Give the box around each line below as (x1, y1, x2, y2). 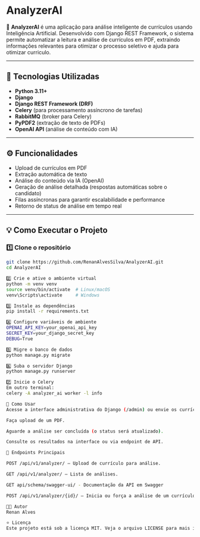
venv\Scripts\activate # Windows (6, 292, 100, 298)
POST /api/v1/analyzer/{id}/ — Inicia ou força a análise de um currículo (6, 493, 196, 499)
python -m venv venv (6, 281, 58, 287)
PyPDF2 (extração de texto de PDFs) (14, 119, 106, 126)
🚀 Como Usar (6, 401, 36, 407)
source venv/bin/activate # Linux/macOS (6, 286, 111, 292)
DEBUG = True (6, 335, 33, 342)
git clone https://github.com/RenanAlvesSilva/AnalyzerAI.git (6, 259, 164, 266)
